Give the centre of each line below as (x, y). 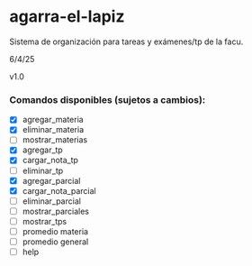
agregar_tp (42, 150)
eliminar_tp (43, 170)
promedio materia (55, 231)
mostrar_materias (55, 140)
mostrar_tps (45, 221)
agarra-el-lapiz (67, 17)
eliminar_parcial (51, 201)
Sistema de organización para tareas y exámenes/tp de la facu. (126, 41)
